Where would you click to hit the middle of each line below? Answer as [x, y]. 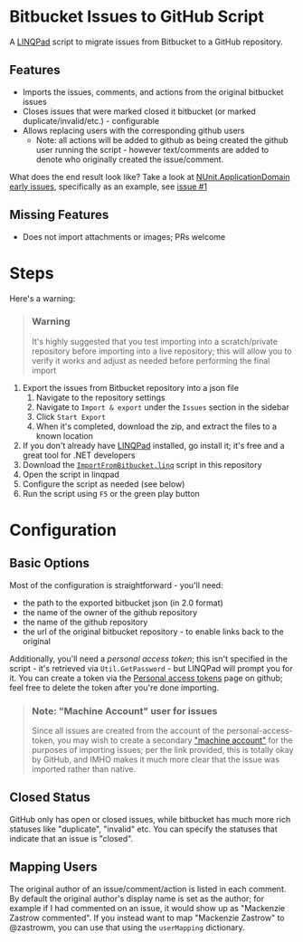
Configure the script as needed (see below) [104, 484]
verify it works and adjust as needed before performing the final [151, 360]
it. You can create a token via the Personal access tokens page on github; [146, 678]
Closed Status [50, 798]
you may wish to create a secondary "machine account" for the [175, 740]
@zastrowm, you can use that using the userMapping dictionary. [128, 927]
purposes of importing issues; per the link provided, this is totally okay [162, 750]
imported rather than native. [84, 769]
